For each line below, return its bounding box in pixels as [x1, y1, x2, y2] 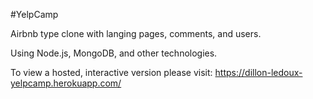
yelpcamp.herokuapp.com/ [10, 77, 122, 89]
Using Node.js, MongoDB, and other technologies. [10, 47, 218, 59]
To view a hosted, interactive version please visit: [10, 67, 213, 78]
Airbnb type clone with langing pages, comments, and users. [10, 28, 262, 39]
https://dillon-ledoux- [214, 67, 303, 78]
